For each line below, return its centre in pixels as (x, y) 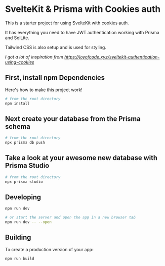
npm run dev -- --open (28, 222)
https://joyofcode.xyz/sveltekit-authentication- (112, 57)
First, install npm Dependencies (55, 78)
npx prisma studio (24, 182)
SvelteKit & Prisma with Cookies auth (83, 9)
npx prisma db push (25, 143)
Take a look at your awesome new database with (81, 158)
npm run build (20, 259)
